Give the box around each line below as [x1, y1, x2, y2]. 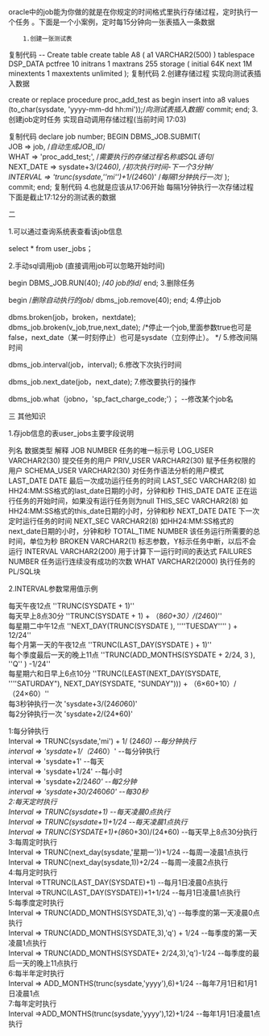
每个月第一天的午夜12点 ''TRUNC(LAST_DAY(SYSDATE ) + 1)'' [8, 640, 212, 649]
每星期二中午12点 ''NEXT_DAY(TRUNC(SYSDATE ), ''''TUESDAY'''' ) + [8, 621, 238, 631]
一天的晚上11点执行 [14, 958, 78, 967]
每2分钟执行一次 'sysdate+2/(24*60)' [8, 709, 134, 719]
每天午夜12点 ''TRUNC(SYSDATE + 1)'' [8, 601, 135, 610]
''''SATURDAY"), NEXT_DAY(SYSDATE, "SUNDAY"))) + [8, 679, 188, 688]
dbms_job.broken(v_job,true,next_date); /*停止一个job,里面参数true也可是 [8, 322, 252, 332]
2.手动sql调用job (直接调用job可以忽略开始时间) [8, 261, 165, 271]
